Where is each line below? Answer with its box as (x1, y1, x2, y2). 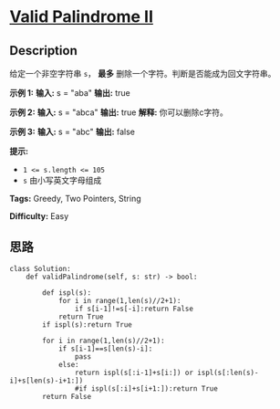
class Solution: (9, 264, 71, 273)
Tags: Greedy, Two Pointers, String (9, 194, 141, 204)
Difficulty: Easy (9, 211, 69, 221)
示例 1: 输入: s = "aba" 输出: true (9, 88, 130, 98)
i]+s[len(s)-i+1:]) (9, 376, 84, 385)
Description (9, 43, 78, 58)
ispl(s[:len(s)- (197, 368, 259, 377)
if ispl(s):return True (42, 320, 132, 330)
